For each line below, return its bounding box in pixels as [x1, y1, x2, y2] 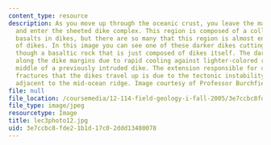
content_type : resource [8, 11, 89, 20]
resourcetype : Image [8, 110, 78, 118]
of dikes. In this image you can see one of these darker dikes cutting [15, 42, 265, 50]
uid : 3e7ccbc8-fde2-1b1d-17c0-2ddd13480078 [8, 124, 157, 132]
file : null [8, 86, 45, 95]
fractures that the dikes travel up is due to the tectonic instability [15, 72, 265, 80]
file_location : [8, 94, 60, 102]
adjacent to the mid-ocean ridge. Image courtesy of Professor [15, 79, 232, 87]
